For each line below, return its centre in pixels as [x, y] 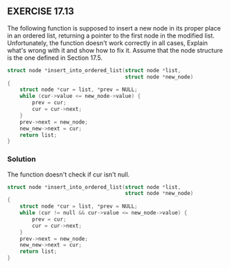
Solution [22, 159]
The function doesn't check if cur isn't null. [69, 174]
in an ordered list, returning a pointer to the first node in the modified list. [111, 35]
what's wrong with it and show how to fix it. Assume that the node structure [115, 50]
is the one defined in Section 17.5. [55, 58]
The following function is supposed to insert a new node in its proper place [114, 28]
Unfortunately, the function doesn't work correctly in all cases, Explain [107, 43]
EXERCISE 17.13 [41, 11]
